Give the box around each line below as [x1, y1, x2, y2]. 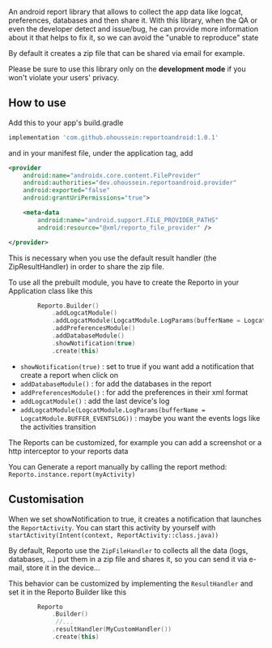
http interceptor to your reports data [8, 446, 129, 456]
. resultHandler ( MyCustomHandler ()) [51, 625, 172, 633]
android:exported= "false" [23, 187, 111, 195]
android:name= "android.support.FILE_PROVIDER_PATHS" [37, 216, 219, 224]
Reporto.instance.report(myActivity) [8, 470, 136, 478]
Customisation [8, 492, 84, 506]
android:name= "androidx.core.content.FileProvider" [23, 171, 201, 179]
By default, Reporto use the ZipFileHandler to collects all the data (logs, [8, 545, 249, 555]
